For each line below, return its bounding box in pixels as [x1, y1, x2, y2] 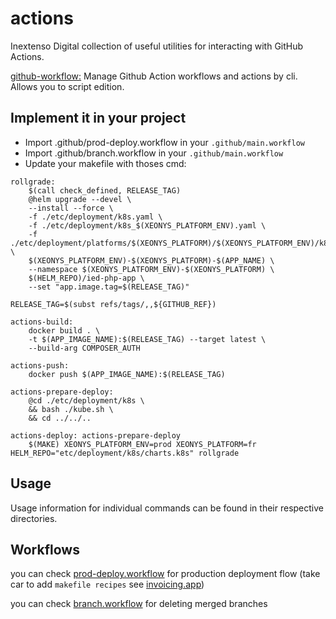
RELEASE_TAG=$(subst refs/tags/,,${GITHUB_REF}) [10, 299, 217, 309]
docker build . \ [28, 325, 101, 336]
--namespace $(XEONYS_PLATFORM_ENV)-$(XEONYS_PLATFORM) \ [28, 264, 275, 274]
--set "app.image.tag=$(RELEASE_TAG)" [28, 282, 190, 292]
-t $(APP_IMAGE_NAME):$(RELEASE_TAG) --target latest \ [28, 334, 267, 344]
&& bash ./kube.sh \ [28, 404, 114, 414]
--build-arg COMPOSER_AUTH [28, 343, 141, 353]
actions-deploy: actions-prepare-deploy [10, 430, 182, 441]
